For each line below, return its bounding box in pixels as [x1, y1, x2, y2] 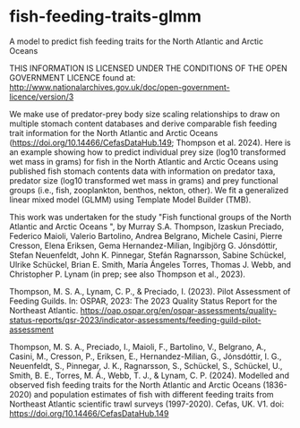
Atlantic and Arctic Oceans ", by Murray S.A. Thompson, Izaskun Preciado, [9, 221, 285, 232]
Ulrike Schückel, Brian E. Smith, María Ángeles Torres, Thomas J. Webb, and [9, 259, 292, 270]
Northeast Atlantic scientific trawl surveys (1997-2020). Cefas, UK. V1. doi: [9, 398, 285, 409]
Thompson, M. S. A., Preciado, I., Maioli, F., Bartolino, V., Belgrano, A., [9, 341, 267, 352]
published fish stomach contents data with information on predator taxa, [9, 166, 276, 176]
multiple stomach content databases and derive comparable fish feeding [9, 118, 278, 129]
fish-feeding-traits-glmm [9, 6, 201, 27]
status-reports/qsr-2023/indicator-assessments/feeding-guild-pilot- [9, 314, 261, 325]
